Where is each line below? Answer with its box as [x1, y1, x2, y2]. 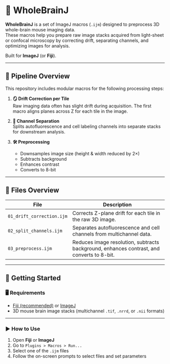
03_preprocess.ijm [8, 245, 52, 251]
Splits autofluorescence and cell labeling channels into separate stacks [12, 123, 161, 129]
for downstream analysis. [12, 128, 66, 134]
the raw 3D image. [72, 216, 116, 223]
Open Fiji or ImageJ [12, 337, 55, 343]
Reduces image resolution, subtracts [72, 239, 159, 246]
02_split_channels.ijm [8, 227, 62, 234]
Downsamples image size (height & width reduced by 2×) [20, 150, 140, 156]
